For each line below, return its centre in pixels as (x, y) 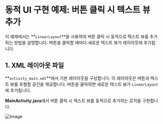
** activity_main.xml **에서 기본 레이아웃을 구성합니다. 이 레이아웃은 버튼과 (77, 78)
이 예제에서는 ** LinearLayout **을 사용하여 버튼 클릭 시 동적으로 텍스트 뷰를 (77, 36)
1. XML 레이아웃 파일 (35, 65)
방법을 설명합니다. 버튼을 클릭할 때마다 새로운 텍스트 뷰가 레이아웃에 (78, 42)
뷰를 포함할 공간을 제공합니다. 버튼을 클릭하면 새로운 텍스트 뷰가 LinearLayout (84, 84)
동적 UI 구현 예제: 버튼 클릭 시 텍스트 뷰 (78, 10)
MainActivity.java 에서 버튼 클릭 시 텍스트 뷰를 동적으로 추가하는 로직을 (73, 101)
